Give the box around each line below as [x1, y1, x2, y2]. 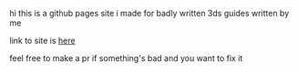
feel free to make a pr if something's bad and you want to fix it [9, 53, 243, 63]
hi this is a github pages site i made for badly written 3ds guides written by [9, 8, 290, 18]
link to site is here [9, 36, 76, 46]
